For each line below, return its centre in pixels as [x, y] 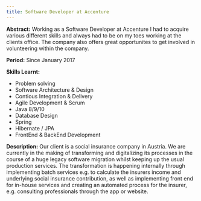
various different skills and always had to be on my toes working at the [94, 35]
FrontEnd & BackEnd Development [58, 135]
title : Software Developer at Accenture [58, 12]
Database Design [37, 115]
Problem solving [35, 83]
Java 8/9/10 [30, 109]
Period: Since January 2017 [41, 60]
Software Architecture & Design [54, 90]
